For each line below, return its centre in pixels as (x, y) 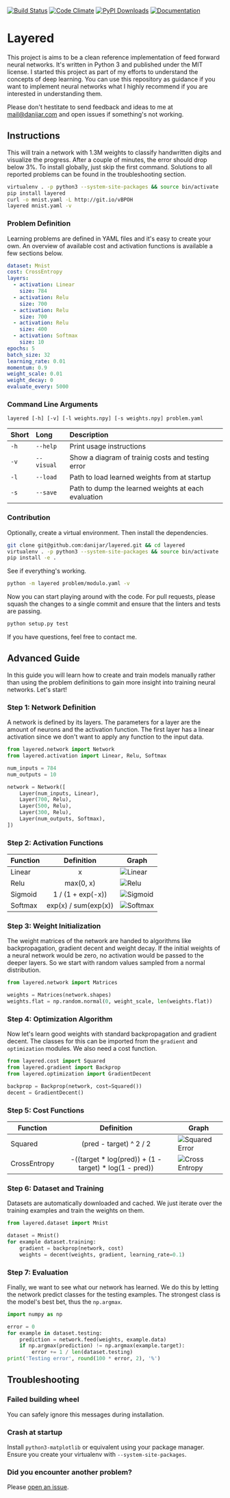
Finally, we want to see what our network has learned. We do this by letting (113, 1287)
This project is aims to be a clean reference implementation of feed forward (114, 57)
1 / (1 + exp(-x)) (80, 894)
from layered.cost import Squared (56, 1061)
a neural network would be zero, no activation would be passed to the (105, 955)
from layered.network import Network (61, 750)
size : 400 (34, 329)
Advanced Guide (43, 658)
